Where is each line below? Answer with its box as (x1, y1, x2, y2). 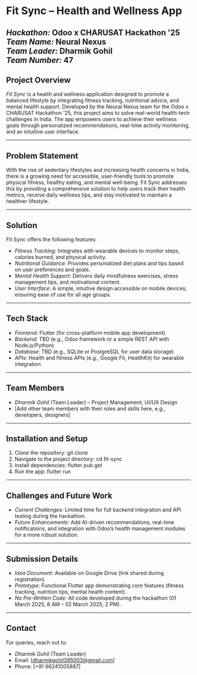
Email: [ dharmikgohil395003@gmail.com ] (14, 656, 116, 663)
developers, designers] (14, 411, 71, 418)
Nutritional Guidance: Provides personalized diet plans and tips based (14, 260, 184, 267)
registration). (14, 576, 46, 583)
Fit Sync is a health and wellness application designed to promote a (6, 91, 169, 98)
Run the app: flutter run (14, 468, 72, 475)
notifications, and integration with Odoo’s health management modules (14, 525, 186, 532)
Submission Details (6, 554, 78, 564)
